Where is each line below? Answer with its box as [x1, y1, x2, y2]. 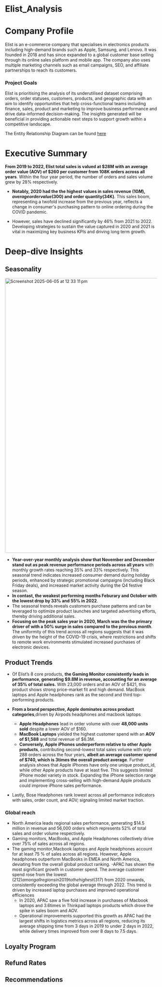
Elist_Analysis [5, 3, 63, 15]
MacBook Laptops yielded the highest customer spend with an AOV [19, 731, 155, 737]
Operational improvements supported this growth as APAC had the [19, 913, 151, 919]
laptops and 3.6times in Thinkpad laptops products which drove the [19, 903, 153, 909]
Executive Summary [5, 148, 88, 158]
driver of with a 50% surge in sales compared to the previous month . [12, 624, 153, 629]
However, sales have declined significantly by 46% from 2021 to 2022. [12, 219, 153, 224]
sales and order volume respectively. [12, 830, 85, 836]
